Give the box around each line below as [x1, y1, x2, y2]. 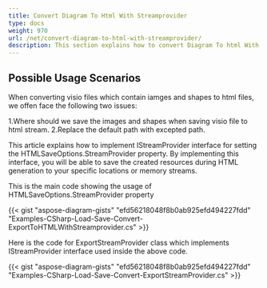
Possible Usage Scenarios [8, 71, 141, 85]
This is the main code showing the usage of [8, 181, 152, 190]
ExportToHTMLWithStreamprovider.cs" [8, 222, 137, 232]
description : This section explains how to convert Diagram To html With [8, 42, 260, 50]
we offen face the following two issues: [8, 101, 137, 110]
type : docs [8, 19, 45, 27]
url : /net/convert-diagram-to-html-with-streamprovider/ [8, 34, 202, 42]
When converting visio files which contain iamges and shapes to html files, [8, 92, 254, 102]
